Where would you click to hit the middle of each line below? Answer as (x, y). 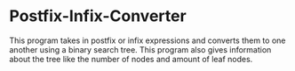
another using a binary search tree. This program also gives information (140, 49)
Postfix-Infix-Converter (98, 16)
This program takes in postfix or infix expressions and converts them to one (147, 40)
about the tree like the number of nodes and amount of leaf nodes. (131, 59)
